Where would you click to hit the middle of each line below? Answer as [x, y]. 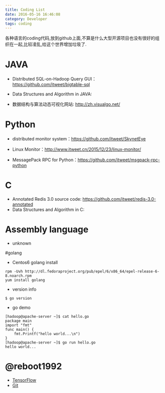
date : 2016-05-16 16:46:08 [33, 14]
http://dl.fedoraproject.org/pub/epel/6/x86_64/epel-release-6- [92, 271]
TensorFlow [24, 380]
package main [18, 321]
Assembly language [47, 230]
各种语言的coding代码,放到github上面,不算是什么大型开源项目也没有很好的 [80, 38]
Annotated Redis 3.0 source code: [47, 199]
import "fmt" [18, 325]
